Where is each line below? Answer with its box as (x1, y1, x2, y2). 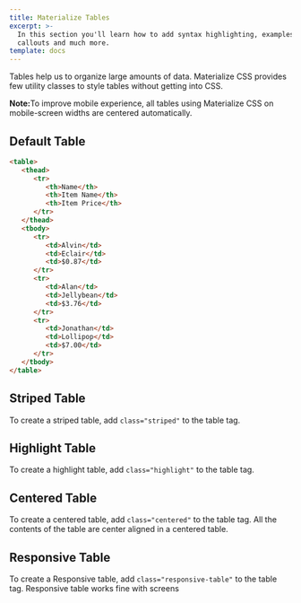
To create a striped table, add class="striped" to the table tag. (9, 415, 241, 425)
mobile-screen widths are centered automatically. (9, 108, 193, 118)
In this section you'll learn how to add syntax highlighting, (17, 30, 258, 39)
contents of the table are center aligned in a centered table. (9, 524, 228, 535)
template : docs (9, 47, 66, 56)
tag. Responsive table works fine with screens (9, 582, 179, 593)
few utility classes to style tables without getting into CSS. (9, 81, 224, 92)
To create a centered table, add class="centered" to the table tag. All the (9, 514, 278, 525)
